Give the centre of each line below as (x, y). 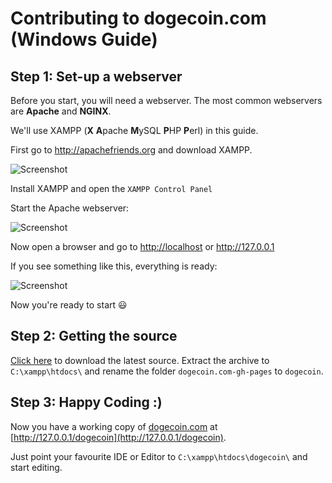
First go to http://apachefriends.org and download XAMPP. (131, 150)
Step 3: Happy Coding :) (86, 402)
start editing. (36, 467)
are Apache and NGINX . (61, 111)
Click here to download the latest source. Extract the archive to (140, 360)
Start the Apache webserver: (70, 208)
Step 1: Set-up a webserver (96, 76)
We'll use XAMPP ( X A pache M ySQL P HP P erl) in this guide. (134, 130)
